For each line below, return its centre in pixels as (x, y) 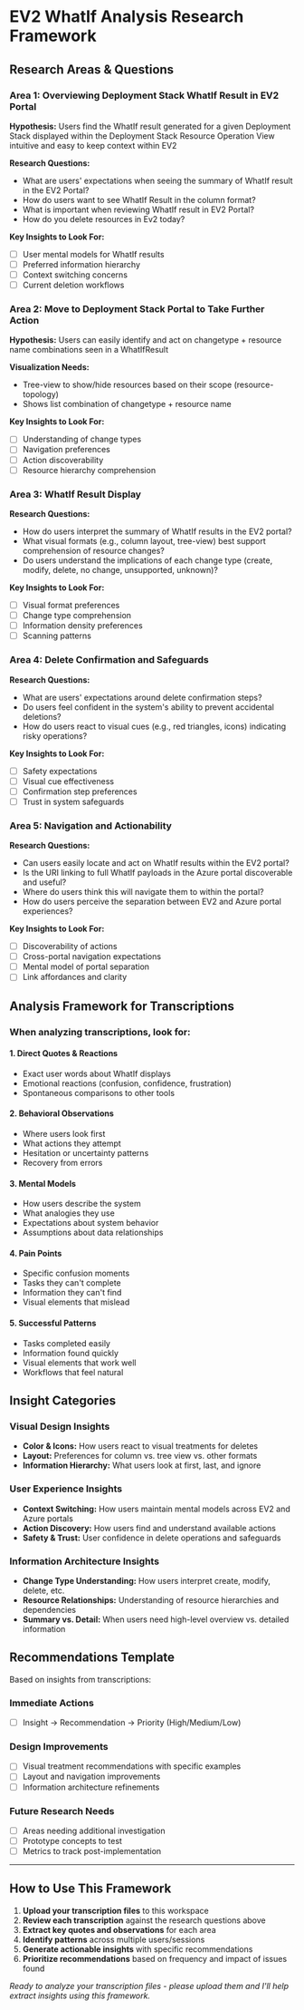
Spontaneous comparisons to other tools (98, 1092)
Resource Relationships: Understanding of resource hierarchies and (151, 1600)
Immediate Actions (52, 1703)
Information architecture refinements (91, 1787)
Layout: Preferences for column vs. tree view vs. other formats (140, 1456)
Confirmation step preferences (80, 791)
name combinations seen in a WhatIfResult (89, 350)
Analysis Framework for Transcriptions (122, 1006)
